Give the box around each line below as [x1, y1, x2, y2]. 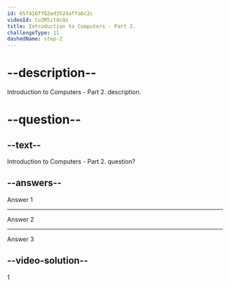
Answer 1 [7, 195, 33, 203]
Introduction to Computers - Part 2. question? [7, 157, 136, 165]
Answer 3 [7, 235, 34, 243]
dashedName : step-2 [7, 36, 63, 43]
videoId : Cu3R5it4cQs [7, 16, 69, 23]
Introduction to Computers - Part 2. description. [7, 88, 142, 96]
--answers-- [7, 177, 62, 189]
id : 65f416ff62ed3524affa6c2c [7, 10, 94, 17]
